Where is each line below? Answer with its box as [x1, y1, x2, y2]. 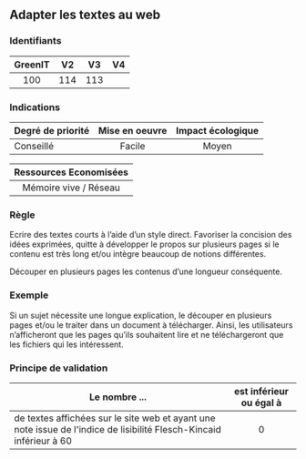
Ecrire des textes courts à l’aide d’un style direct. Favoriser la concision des [9, 229, 292, 240]
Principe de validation [9, 362, 108, 374]
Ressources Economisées [14, 166, 129, 178]
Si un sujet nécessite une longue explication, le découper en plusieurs [9, 310, 272, 321]
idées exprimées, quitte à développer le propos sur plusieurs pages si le [9, 239, 280, 250]
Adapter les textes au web [9, 7, 161, 23]
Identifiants [9, 35, 62, 47]
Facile [119, 139, 146, 152]
